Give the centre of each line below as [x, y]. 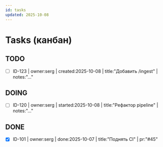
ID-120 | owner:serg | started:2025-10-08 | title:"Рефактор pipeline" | [85, 105]
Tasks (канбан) [39, 40]
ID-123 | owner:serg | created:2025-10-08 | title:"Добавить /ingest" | [85, 71]
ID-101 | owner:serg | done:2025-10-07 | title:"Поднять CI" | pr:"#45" [85, 139]
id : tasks [16, 10]
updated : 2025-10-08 [27, 15]
